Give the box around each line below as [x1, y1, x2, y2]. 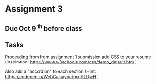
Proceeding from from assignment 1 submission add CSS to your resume [5, 54, 151, 60]
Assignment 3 [5, 3, 63, 15]
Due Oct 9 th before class [5, 23, 82, 33]
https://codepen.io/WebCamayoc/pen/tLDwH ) [5, 74, 99, 80]
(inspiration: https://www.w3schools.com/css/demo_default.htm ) [5, 59, 137, 65]
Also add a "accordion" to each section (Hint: [5, 68, 96, 74]
